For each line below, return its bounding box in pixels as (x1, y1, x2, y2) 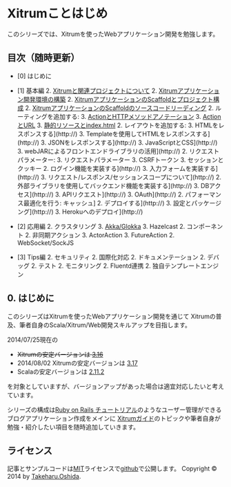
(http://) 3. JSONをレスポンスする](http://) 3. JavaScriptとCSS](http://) (17, 138, 218, 147)
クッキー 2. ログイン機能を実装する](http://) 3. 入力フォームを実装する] (17, 164, 219, 172)
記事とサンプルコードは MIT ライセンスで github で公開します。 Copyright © (7, 464, 217, 473)
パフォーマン (185, 190, 222, 199)
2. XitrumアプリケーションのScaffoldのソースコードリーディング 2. (25, 104, 214, 112)
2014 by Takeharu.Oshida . (7, 472, 81, 481)
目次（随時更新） (7, 52, 80, 64)
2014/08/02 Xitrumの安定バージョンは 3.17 (17, 358, 138, 367)
